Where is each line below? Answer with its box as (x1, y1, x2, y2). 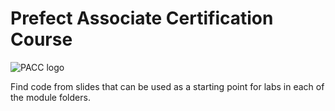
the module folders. (10, 91, 91, 103)
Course (10, 28, 73, 51)
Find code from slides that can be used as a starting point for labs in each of (10, 80, 325, 92)
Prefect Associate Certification (10, 7, 274, 30)
